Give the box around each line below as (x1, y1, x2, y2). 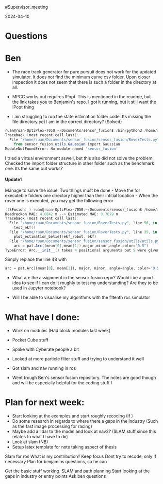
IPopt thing (12, 104, 34, 110)
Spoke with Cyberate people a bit (12, 346, 79, 352)
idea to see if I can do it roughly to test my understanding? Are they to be (12, 280, 159, 286)
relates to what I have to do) (12, 434, 68, 440)
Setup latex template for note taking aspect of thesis (12, 444, 117, 450)
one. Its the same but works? (5, 165, 63, 171)
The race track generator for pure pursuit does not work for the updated (12, 69, 157, 75)
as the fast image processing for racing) (12, 423, 92, 430)
